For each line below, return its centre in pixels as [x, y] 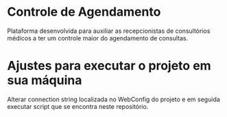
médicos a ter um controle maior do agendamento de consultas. [98, 38]
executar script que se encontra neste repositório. [78, 106]
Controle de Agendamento [84, 12]
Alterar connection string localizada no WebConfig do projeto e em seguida [114, 99]
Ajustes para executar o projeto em [109, 66]
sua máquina [45, 80]
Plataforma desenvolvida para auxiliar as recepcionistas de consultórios [109, 31]
